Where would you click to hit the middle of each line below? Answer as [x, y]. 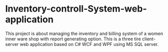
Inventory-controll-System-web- [76, 9]
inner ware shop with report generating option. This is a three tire [73, 39]
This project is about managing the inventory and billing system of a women [84, 33]
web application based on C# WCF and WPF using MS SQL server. [89, 44]
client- [149, 39]
